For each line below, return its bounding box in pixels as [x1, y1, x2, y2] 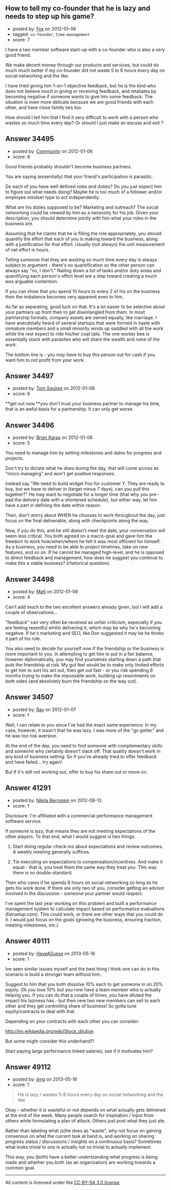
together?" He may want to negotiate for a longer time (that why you [5, 491, 149, 498]
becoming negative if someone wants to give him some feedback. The [5, 93, 153, 99]
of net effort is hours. [5, 247, 50, 253]
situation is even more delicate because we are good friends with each [5, 99, 154, 105]
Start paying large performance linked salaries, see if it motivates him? [5, 1048, 153, 1054]
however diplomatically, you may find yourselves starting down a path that [5, 656, 161, 663]
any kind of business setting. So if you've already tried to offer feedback [5, 753, 157, 759]
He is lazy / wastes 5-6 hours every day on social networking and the [17, 1092, 164, 1098]
